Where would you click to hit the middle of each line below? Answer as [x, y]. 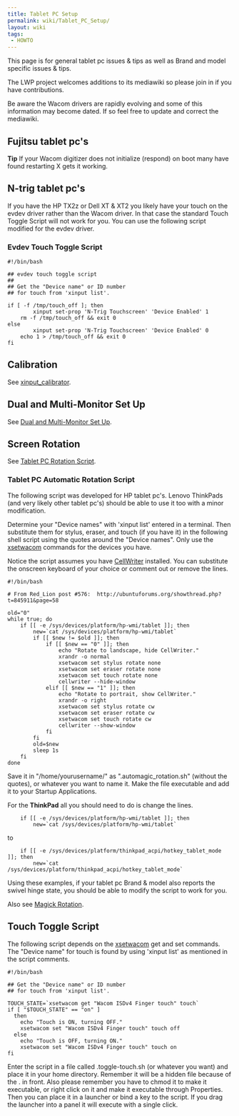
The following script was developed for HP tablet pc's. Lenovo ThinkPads [115, 495]
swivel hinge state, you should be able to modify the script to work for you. [117, 890]
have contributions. [36, 90]
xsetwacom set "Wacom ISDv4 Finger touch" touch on [98, 1047]
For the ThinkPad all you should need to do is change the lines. [100, 805]
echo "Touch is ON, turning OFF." [71, 1022]
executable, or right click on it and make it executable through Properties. [115, 1089]
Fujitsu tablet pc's [48, 141]
